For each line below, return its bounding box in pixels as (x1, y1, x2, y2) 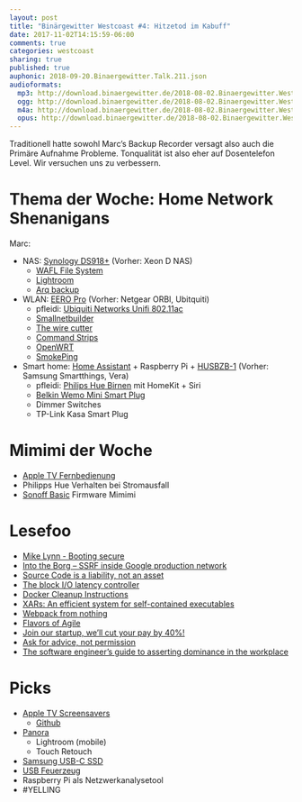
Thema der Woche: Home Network (9, 189, 274, 210)
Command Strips (35, 333, 99, 343)
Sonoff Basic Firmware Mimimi (22, 489, 137, 500)
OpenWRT (35, 342, 75, 352)
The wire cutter (35, 323, 93, 333)
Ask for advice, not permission (22, 636, 137, 647)
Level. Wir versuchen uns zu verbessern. (9, 158, 162, 169)
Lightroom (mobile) (35, 736, 107, 747)
